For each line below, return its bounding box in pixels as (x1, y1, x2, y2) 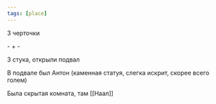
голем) (7, 76, 27, 84)
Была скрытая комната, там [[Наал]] (7, 89, 114, 97)
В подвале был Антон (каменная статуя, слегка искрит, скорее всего (7, 68, 210, 77)
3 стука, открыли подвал (7, 55, 80, 64)
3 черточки (7, 29, 40, 37)
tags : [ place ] (7, 10, 48, 17)
